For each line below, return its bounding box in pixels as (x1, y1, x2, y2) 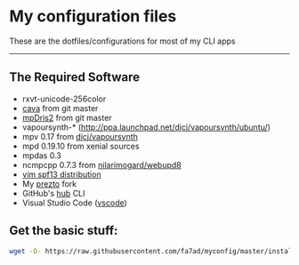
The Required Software (9, 69, 141, 85)
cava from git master (21, 102, 99, 113)
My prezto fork (21, 178, 77, 189)
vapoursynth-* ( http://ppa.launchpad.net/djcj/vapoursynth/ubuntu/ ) (21, 122, 271, 132)
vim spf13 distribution (21, 169, 101, 180)
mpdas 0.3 (21, 149, 62, 161)
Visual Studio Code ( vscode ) (21, 197, 127, 208)
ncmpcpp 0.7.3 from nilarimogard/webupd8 (21, 159, 182, 170)
